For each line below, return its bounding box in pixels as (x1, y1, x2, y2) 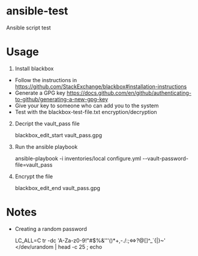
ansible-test (6, 4, 68, 18)
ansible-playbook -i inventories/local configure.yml (14, 155, 142, 162)
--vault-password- (142, 155, 189, 162)
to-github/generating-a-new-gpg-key (14, 95, 109, 103)
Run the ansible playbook (14, 143, 78, 150)
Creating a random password (14, 225, 87, 232)
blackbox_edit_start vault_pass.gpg (14, 131, 103, 138)
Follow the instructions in (14, 76, 77, 83)
